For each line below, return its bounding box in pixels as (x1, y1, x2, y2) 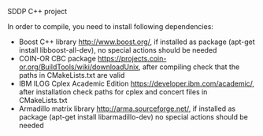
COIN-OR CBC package (18, 54, 96, 63)
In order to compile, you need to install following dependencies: (7, 22, 214, 31)
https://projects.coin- (97, 54, 167, 63)
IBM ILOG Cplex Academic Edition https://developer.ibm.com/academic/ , (18, 79, 255, 88)
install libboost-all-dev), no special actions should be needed (18, 46, 217, 54)
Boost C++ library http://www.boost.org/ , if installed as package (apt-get (18, 37, 255, 46)
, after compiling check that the (138, 62, 240, 72)
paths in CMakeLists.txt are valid (18, 71, 125, 79)
